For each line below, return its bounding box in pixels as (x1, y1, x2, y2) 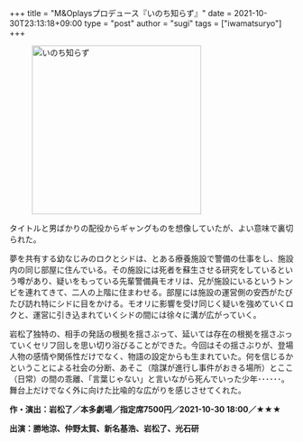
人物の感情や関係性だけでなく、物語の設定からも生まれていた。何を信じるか (9, 351, 294, 362)
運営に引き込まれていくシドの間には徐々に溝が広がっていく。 (32, 310, 262, 320)
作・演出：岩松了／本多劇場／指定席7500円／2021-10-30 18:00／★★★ (9, 404, 281, 414)
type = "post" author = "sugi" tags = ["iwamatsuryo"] (84, 18, 282, 29)
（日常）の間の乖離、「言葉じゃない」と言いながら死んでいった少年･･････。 (9, 374, 290, 384)
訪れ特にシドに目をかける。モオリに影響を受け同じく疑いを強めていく (24, 298, 286, 309)
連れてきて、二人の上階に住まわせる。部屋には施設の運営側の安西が (24, 287, 278, 297)
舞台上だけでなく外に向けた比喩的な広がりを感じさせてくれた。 (9, 385, 246, 395)
